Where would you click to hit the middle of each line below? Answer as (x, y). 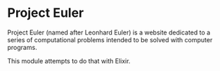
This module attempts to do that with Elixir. (69, 60)
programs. (22, 47)
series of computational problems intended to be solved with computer (110, 39)
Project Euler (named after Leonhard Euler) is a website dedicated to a (109, 32)
